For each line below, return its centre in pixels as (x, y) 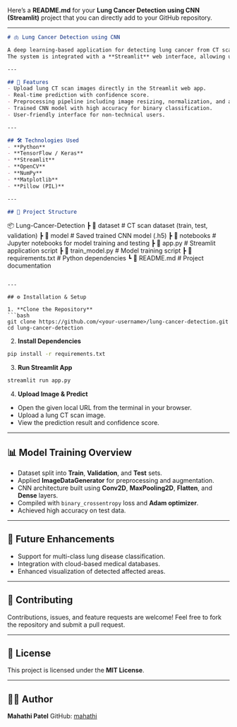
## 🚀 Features (28, 82)
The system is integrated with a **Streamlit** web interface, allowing (116, 56)
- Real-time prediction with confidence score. (79, 95)
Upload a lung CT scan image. (61, 415)
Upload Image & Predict (53, 394)
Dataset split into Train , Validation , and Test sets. (90, 473)
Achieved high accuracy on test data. (72, 510)
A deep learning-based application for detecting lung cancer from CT (113, 50)
